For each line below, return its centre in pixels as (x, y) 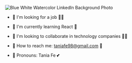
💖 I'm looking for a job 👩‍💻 (38, 17)
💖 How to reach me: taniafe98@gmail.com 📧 (57, 46)
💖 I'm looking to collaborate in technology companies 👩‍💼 (70, 36)
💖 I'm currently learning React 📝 (45, 27)
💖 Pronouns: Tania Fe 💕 (36, 55)
